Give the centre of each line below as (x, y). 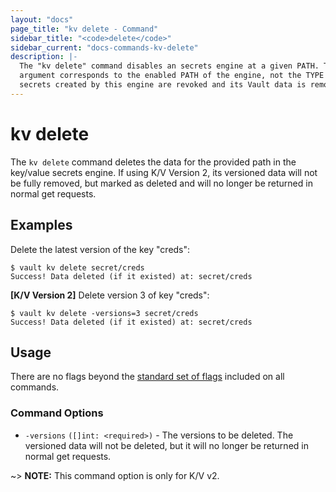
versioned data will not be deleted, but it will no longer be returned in (166, 445)
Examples (41, 225)
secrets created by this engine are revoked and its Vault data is (163, 85)
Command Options (57, 413)
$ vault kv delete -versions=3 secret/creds (104, 313)
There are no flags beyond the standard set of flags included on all (147, 377)
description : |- (44, 57)
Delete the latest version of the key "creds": (100, 249)
